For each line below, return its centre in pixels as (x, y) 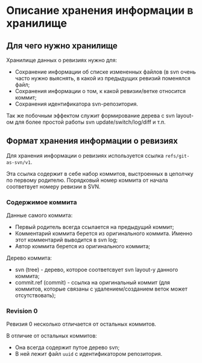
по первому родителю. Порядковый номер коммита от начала (87, 180)
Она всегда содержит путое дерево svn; (67, 347)
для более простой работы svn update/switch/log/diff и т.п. (90, 122)
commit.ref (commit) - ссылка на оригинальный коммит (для (93, 283)
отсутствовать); (35, 295)
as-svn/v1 (19, 162)
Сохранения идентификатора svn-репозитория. (77, 104)
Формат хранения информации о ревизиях (92, 141)
